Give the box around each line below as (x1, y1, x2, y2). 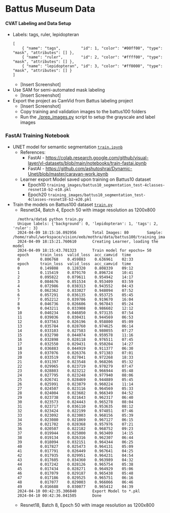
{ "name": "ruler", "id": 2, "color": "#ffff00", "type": (22, 55, 163, 60)
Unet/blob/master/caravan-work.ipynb (27, 171, 109, 177)
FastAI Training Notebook (5, 132, 70, 139)
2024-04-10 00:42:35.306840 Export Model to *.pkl (17, 489, 141, 494)
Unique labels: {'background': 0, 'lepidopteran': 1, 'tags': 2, (17, 221, 158, 226)
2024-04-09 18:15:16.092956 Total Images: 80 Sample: (17, 230, 163, 235)
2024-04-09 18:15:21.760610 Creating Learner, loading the (17, 239, 158, 244)
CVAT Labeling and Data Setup (5, 20, 72, 26)
